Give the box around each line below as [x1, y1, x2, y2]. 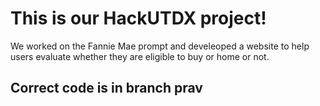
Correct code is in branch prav [10, 80, 203, 97]
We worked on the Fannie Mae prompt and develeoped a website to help [10, 40, 310, 52]
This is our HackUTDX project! [10, 7, 267, 30]
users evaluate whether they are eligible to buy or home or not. [10, 50, 270, 62]
